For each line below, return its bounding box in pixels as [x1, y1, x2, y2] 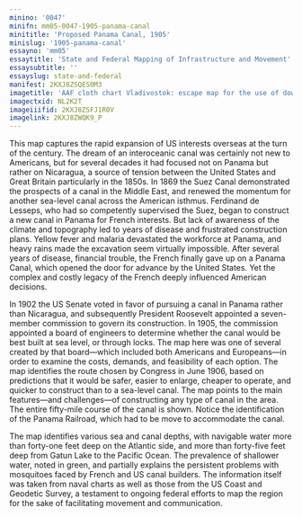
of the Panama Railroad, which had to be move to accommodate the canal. [9, 414, 285, 424]
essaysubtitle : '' [9, 64, 78, 73]
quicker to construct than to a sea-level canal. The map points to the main [9, 385, 283, 396]
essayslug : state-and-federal [9, 72, 123, 81]
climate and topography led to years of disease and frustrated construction [9, 224, 288, 235]
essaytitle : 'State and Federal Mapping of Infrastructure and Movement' [9, 55, 292, 64]
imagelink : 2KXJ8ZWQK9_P [9, 113, 102, 122]
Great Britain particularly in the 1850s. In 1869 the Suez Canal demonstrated [9, 176, 290, 187]
